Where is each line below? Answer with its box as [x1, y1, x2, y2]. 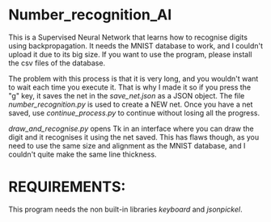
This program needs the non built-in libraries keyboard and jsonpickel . [8, 204, 243, 214]
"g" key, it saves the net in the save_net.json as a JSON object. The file [8, 90, 245, 100]
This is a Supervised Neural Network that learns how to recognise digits [8, 32, 248, 42]
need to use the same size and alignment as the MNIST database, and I [8, 140, 246, 150]
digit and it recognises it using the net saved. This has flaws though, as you [8, 132, 260, 142]
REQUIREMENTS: [8, 178, 126, 196]
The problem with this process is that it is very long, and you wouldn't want [8, 73, 259, 83]
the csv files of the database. [8, 58, 106, 68]
